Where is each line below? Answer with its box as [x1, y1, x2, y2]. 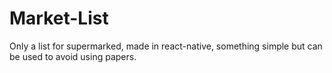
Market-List [9, 7, 109, 30]
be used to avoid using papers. [9, 50, 137, 62]
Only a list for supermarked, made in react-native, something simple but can [9, 40, 323, 52]
